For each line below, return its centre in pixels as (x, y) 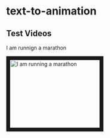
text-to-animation (51, 11)
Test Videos (29, 33)
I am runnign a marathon (36, 48)
